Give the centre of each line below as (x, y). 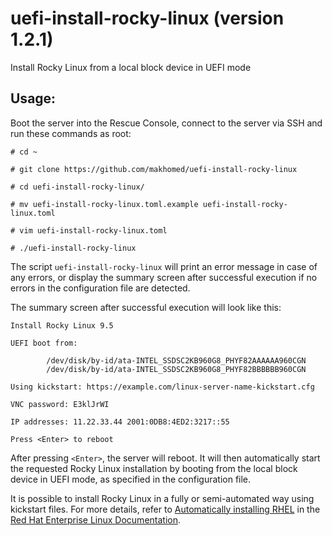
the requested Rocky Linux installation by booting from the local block (154, 468)
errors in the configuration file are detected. (100, 288)
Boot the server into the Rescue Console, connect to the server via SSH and (166, 123)
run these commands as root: (71, 133)
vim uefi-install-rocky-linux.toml (93, 230)
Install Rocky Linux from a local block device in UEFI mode (131, 67)
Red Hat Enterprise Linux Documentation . (96, 519)
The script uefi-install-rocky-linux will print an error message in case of (164, 266)
